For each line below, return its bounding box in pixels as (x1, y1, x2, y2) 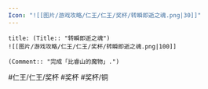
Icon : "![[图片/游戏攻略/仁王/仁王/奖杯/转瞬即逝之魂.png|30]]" (8, 11, 202, 20)
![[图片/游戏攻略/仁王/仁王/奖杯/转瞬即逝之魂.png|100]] (8, 42, 177, 51)
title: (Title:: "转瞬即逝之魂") (8, 34, 111, 42)
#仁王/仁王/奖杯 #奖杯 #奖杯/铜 (8, 72, 108, 82)
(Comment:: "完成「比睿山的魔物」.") (8, 58, 120, 66)
